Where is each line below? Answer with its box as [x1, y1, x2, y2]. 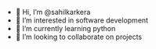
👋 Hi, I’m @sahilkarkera [15, 8, 91, 16]
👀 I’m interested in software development [15, 16, 149, 25]
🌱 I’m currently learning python [15, 24, 116, 33]
